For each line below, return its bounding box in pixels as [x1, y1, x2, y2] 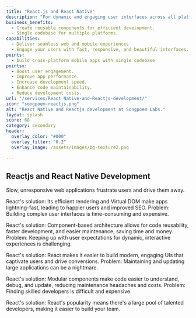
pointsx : [6, 63, 27, 69]
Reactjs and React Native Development [6, 171, 150, 181]
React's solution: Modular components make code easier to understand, [6, 275, 180, 282]
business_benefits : [6, 19, 54, 25]
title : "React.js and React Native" [6, 8, 95, 15]
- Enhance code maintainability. [11, 85, 93, 91]
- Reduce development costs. [11, 90, 82, 96]
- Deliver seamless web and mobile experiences [11, 42, 129, 47]
